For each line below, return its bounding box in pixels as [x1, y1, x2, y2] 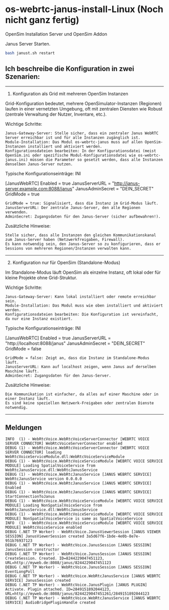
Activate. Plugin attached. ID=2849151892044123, [5, 587, 112, 592]
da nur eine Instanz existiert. [5, 316, 73, 321]
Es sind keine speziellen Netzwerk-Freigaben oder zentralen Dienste [5, 400, 154, 405]
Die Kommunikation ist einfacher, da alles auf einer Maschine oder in [5, 391, 158, 397]
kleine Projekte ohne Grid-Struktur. [5, 274, 77, 281]
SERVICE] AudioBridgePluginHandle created [5, 600, 96, 605]
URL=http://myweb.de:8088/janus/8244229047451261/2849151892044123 [5, 591, 150, 596]
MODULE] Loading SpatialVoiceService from [5, 463, 96, 468]
